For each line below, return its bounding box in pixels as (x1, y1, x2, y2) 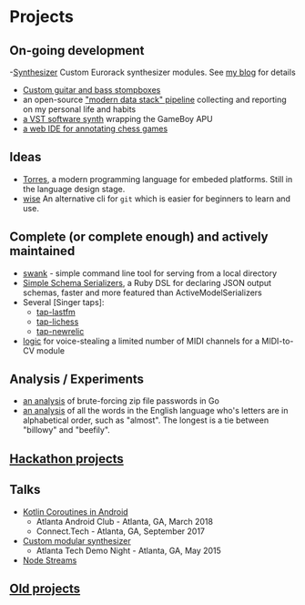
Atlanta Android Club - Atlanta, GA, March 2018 (36, 516, 214, 527)
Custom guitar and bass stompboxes (22, 85, 161, 95)
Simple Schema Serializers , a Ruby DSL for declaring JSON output (22, 277, 271, 288)
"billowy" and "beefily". (22, 425, 111, 436)
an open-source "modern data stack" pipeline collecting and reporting (22, 94, 287, 105)
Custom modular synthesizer (22, 535, 131, 546)
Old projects (9, 581, 81, 597)
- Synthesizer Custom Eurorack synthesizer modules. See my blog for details (9, 67, 296, 77)
